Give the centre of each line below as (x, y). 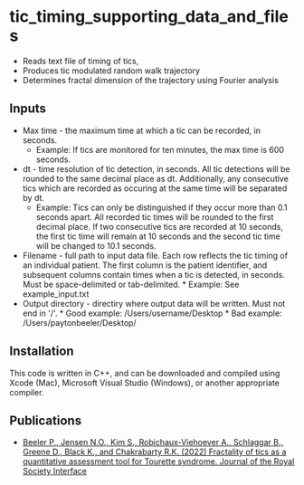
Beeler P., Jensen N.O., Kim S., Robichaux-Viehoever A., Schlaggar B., (152, 442)
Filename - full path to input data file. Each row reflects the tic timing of (155, 255)
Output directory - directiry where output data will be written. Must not (154, 303)
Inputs (28, 109)
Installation (42, 352)
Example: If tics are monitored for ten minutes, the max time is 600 (160, 149)
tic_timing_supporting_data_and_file (149, 17)
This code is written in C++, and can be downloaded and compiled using (145, 373)
